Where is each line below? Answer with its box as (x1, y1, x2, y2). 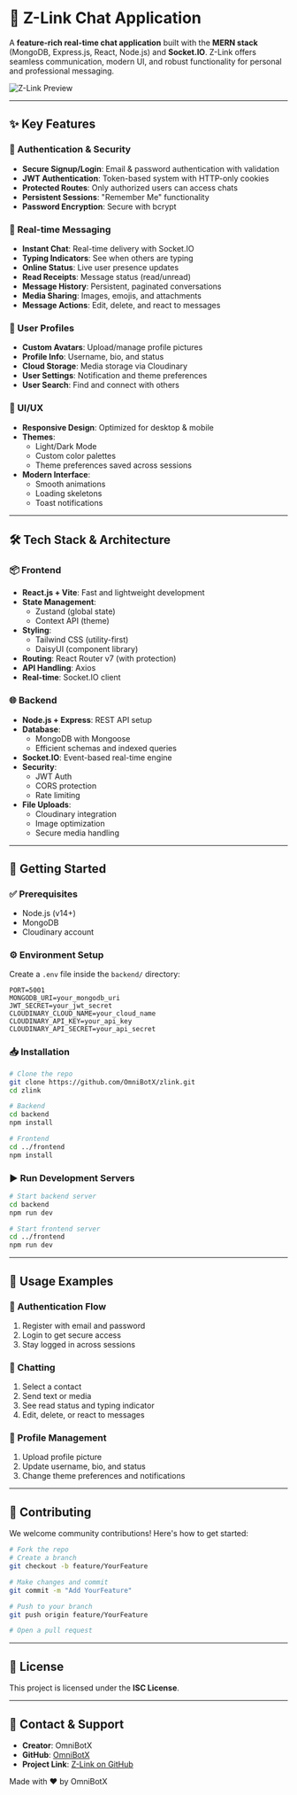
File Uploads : (21, 799, 72, 810)
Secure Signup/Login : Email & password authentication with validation (21, 163, 280, 174)
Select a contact (21, 1381, 82, 1392)
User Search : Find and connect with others (21, 380, 179, 391)
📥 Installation (9, 1045, 71, 1058)
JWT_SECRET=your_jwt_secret (9, 1001, 113, 1011)
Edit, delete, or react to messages (21, 1410, 145, 1420)
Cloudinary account (21, 927, 95, 937)
